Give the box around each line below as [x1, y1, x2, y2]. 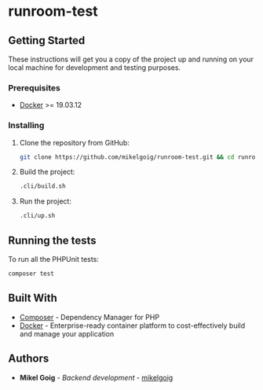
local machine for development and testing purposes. [8, 63, 181, 72]
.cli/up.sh [19, 212, 56, 220]
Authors [8, 352, 49, 366]
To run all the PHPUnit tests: [8, 255, 100, 264]
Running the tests [8, 234, 97, 247]
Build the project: [19, 167, 75, 177]
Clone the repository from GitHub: [19, 138, 130, 147]
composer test [8, 270, 55, 278]
